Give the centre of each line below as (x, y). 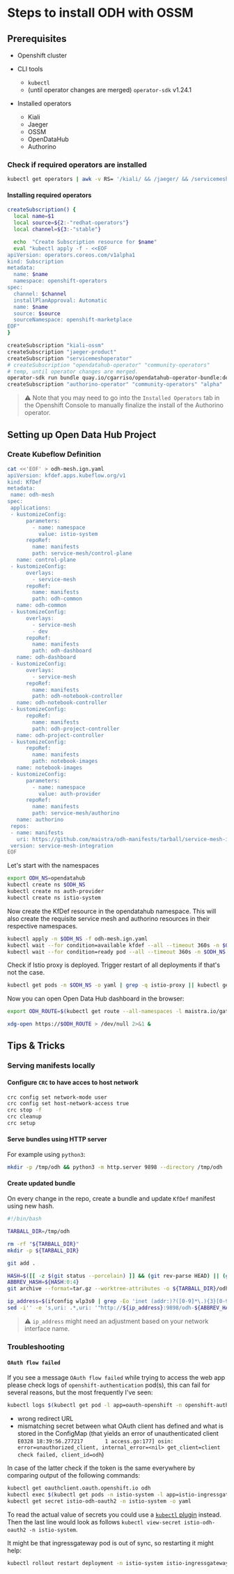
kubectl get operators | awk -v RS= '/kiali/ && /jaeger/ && (98, 180)
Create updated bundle (41, 1183)
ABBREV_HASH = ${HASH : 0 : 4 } (43, 1282)
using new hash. (31, 1206)
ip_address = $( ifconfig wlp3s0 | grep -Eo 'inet (78, 1302)
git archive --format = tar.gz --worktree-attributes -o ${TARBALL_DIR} (112, 1289)
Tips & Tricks (36, 1046)
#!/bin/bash (24, 1219)
